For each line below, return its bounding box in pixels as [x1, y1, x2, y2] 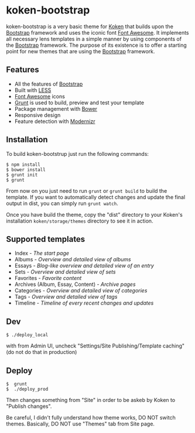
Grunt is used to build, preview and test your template [14, 99, 145, 106]
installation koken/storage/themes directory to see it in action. [6, 217, 153, 224]
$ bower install [6, 166, 46, 173]
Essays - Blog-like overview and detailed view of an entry [14, 262, 154, 270]
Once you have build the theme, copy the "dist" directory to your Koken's [6, 211, 183, 218]
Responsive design [14, 111, 61, 118]
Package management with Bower [14, 105, 98, 112]
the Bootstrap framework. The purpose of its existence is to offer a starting [6, 42, 187, 49]
